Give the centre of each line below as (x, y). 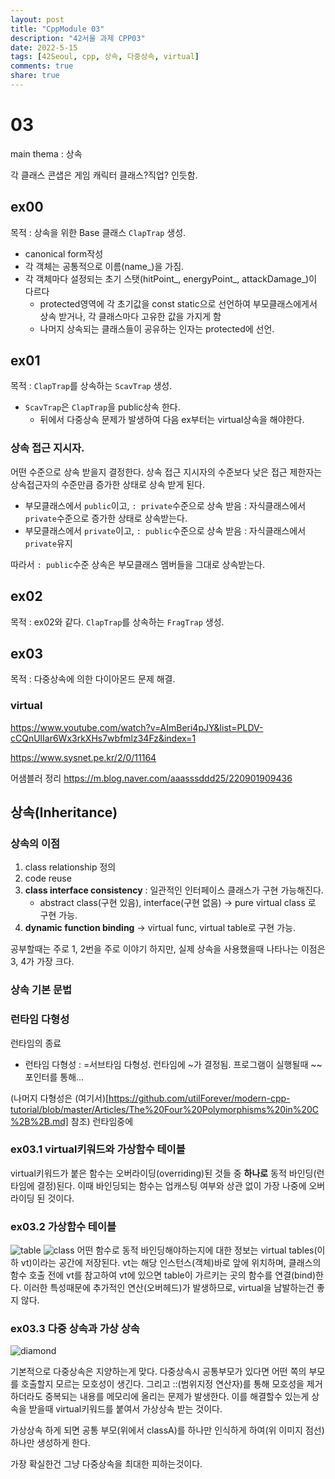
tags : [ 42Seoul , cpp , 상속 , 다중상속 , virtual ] (105, 57)
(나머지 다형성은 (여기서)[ (60, 1098)
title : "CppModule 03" (57, 29)
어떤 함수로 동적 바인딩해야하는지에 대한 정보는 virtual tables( (197, 1250)
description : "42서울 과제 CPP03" (78, 38)
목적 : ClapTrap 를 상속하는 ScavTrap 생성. (91, 386)
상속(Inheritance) (64, 812)
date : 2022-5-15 (44, 47)
